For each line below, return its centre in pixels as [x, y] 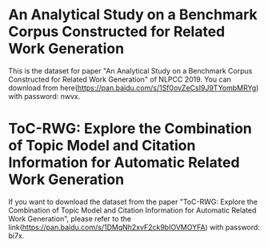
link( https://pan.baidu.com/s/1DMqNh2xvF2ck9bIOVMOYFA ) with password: [134, 227]
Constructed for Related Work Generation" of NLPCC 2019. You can [120, 79]
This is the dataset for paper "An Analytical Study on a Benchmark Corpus [130, 70]
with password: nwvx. [44, 96]
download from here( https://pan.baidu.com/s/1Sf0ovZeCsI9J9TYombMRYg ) [134, 88]
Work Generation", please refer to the [70, 218]
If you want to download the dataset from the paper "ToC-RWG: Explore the [133, 201]
